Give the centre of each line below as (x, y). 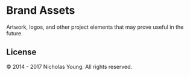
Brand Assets (41, 10)
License (21, 52)
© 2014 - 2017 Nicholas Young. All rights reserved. (69, 66)
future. (14, 33)
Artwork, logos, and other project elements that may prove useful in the (95, 27)
